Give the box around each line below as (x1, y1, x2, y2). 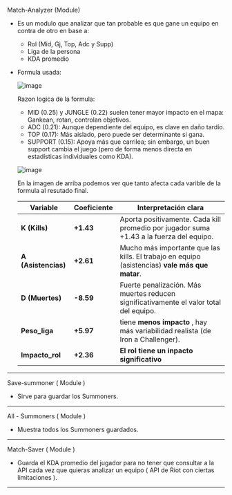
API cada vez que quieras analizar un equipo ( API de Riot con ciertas (17, 466, 215, 474)
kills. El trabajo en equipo (119, 252, 201, 261)
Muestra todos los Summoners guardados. (17, 425, 139, 433)
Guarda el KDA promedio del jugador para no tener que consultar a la (17, 459, 215, 467)
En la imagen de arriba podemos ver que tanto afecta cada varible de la (17, 179, 221, 187)
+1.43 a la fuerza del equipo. (119, 232, 214, 241)
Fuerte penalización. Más (119, 280, 202, 290)
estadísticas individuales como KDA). (27, 152, 133, 160)
